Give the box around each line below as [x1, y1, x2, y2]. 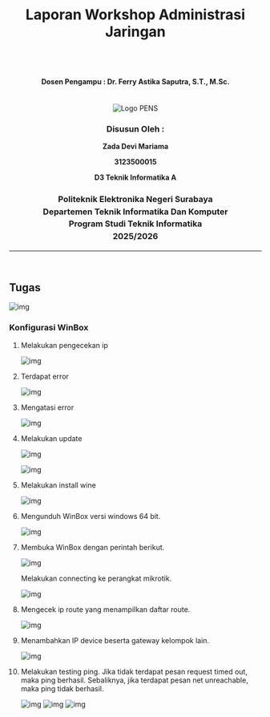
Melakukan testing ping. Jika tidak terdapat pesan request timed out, [20, 666, 248, 676]
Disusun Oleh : [106, 123, 165, 134]
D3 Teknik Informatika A [94, 172, 177, 182]
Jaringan [104, 22, 167, 41]
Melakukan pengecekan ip [20, 340, 109, 350]
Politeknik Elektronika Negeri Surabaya [58, 194, 213, 205]
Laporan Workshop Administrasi [25, 6, 246, 24]
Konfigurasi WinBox [9, 322, 89, 334]
